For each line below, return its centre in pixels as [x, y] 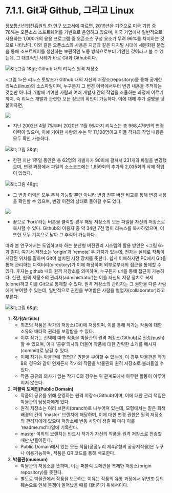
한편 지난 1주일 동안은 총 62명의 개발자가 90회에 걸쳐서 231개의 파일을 [83, 160]
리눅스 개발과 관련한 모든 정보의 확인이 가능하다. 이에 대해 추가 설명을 [90, 98]
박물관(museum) [30, 459]
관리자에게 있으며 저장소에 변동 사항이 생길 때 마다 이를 [81, 421]
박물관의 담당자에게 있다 [45, 402]
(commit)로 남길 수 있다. [45, 350]
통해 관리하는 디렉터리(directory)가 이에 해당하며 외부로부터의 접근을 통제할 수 [83, 264]
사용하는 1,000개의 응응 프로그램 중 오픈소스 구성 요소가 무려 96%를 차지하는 [82, 38]
